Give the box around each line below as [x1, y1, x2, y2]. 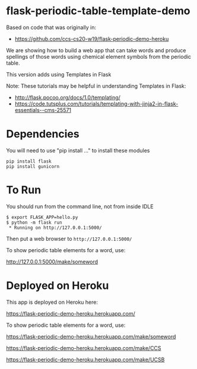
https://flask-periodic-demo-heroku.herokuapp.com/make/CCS [6, 344, 161, 351]
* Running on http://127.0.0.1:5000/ [8, 224, 102, 231]
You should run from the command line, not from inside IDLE [6, 203, 154, 210]
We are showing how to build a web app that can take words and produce [6, 46, 186, 54]
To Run [6, 183, 42, 197]
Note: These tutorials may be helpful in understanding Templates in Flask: [6, 82, 186, 90]
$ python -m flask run [6, 220, 62, 225]
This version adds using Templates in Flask [6, 71, 112, 78]
